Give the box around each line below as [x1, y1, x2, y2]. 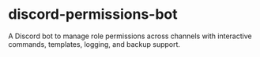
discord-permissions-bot [8, 5, 178, 23]
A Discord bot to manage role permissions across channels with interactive [8, 31, 252, 41]
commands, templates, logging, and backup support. [8, 39, 180, 48]
